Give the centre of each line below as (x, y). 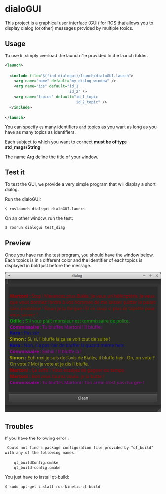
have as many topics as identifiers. (40, 132)
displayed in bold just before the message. (48, 265)
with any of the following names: (41, 453)
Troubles (19, 426)
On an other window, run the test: (39, 218)
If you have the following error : (37, 438)
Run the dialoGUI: (23, 199)
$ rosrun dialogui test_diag (35, 228)
